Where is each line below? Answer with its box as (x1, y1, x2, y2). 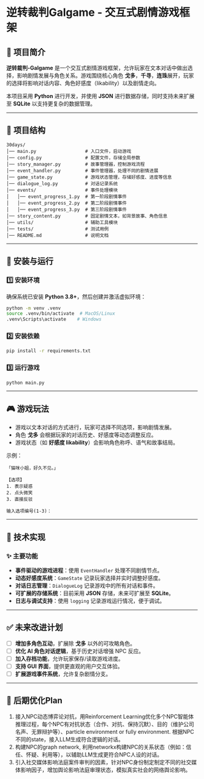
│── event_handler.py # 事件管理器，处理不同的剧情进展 (6, 167, 159, 174)
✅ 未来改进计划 (6, 622, 63, 633)
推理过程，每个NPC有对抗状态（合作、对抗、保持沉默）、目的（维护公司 (15, 720, 194, 728)
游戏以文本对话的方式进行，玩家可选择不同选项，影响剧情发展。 (15, 424, 175, 431)
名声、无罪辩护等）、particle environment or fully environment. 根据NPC (15, 728, 194, 735)
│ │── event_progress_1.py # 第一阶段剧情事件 (6, 193, 127, 200)
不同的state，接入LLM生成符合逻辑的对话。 (15, 735, 124, 743)
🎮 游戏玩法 (6, 403, 49, 414)
